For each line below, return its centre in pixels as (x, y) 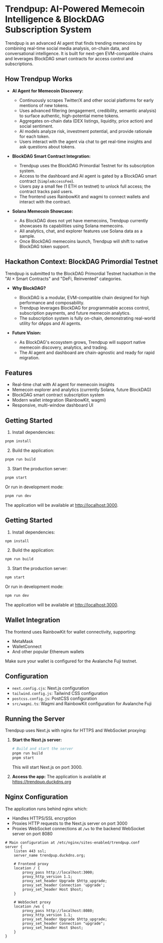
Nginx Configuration (37, 797)
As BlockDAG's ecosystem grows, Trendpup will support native (82, 342)
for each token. (34, 136)
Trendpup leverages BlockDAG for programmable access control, (84, 308)
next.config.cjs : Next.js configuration (50, 688)
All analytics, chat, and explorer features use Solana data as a (81, 231)
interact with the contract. (45, 202)
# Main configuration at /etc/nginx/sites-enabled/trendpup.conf (72, 842)
